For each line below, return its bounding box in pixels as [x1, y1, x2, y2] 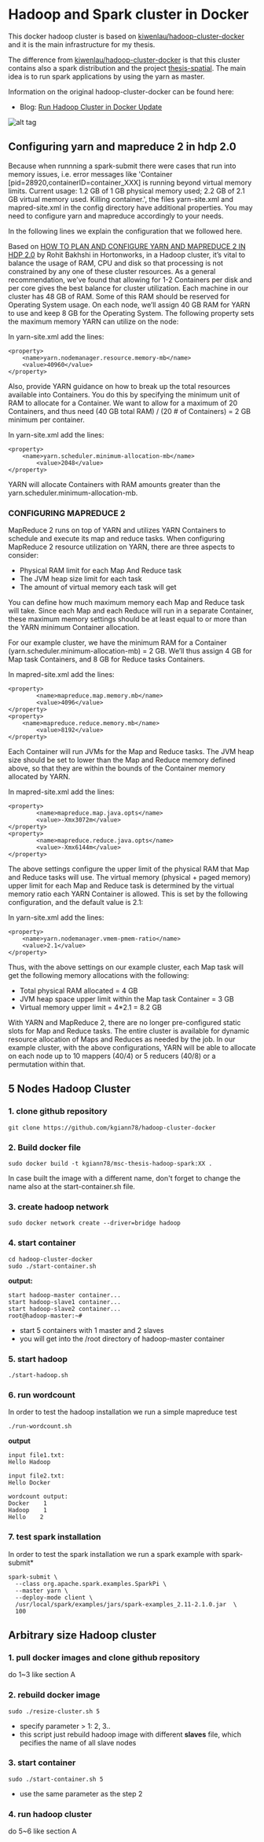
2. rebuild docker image [8, 1690, 101, 1701]
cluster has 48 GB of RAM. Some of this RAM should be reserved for [8, 291, 230, 301]
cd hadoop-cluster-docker [8, 1255, 93, 1263]
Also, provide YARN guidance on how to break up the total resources [8, 381, 231, 390]
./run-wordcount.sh [8, 1423, 72, 1430]
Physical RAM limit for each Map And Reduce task [19, 566, 182, 575]
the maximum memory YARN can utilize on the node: [8, 317, 179, 326]
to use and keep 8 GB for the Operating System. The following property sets [8, 308, 255, 317]
